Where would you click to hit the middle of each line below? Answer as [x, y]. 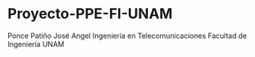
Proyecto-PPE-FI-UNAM [90, 14]
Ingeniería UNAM [36, 44]
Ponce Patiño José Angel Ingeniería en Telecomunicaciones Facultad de [127, 36]
